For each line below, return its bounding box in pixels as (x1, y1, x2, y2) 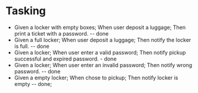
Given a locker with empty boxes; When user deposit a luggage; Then (14, 24, 186, 31)
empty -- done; (14, 80, 52, 87)
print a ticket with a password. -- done (14, 30, 109, 37)
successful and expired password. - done (14, 55, 117, 62)
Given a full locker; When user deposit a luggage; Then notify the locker (14, 36, 191, 43)
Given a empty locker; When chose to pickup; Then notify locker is (14, 74, 178, 81)
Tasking (5, 4, 46, 18)
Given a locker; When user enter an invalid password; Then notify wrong (14, 61, 193, 69)
